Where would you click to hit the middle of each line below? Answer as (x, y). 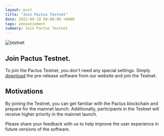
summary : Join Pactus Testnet (37, 28)
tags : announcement (25, 24)
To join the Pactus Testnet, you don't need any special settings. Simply (78, 70)
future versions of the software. (38, 129)
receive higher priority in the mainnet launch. (51, 114)
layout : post (19, 10)
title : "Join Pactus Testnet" (37, 14)
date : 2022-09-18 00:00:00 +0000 (40, 19)
